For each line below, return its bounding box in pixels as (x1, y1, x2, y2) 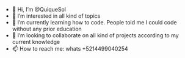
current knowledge (12, 38, 60, 45)
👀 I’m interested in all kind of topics (12, 12, 101, 20)
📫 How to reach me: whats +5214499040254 (12, 45, 128, 52)
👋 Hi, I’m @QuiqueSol (12, 6, 66, 13)
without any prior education (12, 25, 82, 32)
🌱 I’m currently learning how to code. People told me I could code (12, 19, 177, 26)
